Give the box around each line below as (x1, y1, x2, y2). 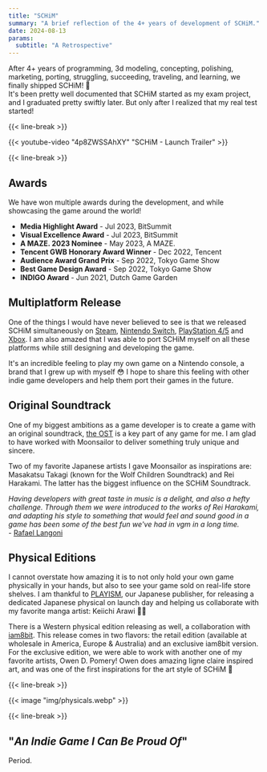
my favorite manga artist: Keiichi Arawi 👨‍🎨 (8, 607, 147, 616)
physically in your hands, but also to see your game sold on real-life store (8, 581, 251, 591)
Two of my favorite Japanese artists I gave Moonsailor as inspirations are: (8, 461, 253, 470)
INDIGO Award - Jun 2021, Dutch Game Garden (19, 272, 178, 282)
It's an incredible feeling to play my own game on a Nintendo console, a (8, 358, 245, 368)
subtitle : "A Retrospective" (15, 42, 113, 50)
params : (8, 34, 34, 43)
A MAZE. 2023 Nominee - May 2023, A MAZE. (19, 238, 176, 248)
